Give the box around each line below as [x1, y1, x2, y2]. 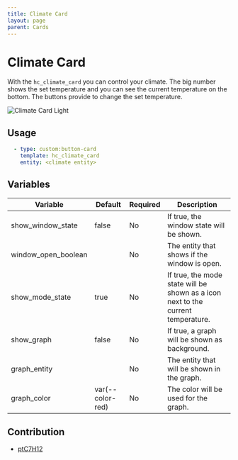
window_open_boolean [11, 249, 88, 259]
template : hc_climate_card [20, 152, 100, 159]
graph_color [11, 393, 51, 403]
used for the [167, 393, 208, 403]
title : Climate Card [7, 10, 69, 18]
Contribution [7, 426, 65, 438]
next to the [167, 296, 203, 306]
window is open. [167, 258, 222, 268]
